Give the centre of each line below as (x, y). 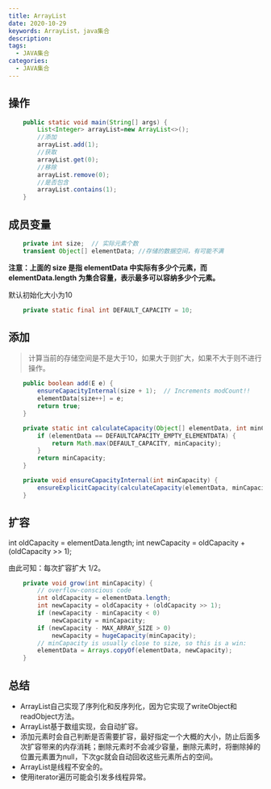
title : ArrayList (38, 16)
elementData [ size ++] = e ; (81, 399)
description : (30, 38)
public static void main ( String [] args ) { (95, 122)
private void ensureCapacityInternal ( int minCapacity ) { (121, 481)
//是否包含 (53, 183)
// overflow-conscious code (84, 590)
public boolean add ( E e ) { (68, 384)
